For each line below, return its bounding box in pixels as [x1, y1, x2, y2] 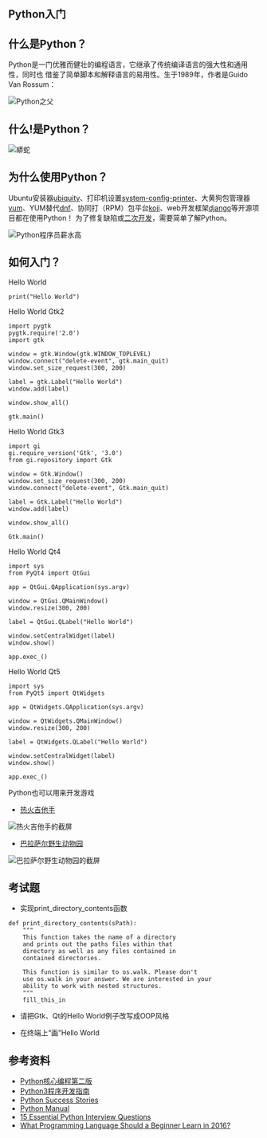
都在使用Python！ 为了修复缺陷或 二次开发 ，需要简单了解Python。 [14, 213, 232, 222]
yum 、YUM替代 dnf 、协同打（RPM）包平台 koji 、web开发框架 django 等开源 [8, 202, 253, 213]
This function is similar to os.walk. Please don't [22, 968, 198, 976]
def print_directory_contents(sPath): [8, 920, 137, 928]
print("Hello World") [8, 292, 80, 300]
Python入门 [8, 7, 66, 22]
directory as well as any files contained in [22, 948, 177, 956]
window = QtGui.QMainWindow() [8, 597, 109, 605]
